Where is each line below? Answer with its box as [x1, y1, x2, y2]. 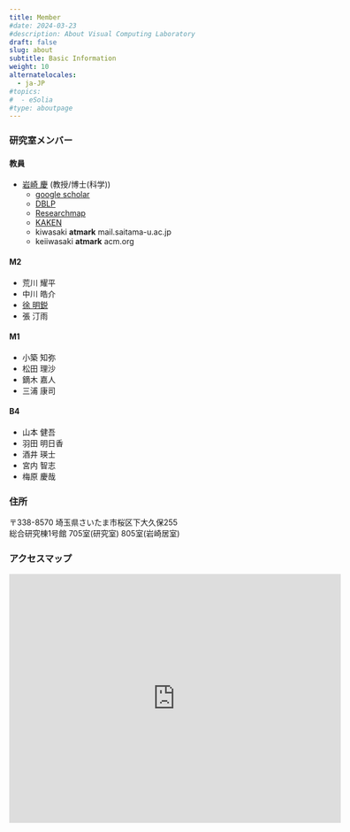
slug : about [9, 46, 53, 55]
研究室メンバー [9, 135, 73, 147]
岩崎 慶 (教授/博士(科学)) [21, 179, 111, 190]
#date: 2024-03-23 [9, 21, 77, 30]
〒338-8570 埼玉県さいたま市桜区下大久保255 [9, 517, 179, 528]
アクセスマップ [9, 552, 72, 565]
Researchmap [34, 208, 87, 219]
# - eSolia [9, 95, 53, 104]
